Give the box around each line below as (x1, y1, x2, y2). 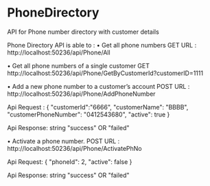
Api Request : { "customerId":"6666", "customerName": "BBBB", (7, 103, 189, 111)
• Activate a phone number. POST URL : (7, 136, 120, 145)
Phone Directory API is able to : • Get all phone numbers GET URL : (7, 41, 197, 49)
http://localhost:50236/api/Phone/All (7, 48, 111, 56)
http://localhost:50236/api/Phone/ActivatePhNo (7, 144, 142, 152)
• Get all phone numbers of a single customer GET (7, 61, 150, 70)
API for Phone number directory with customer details (7, 28, 159, 36)
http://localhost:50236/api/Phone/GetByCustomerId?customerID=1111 (7, 69, 204, 77)
